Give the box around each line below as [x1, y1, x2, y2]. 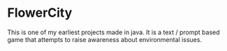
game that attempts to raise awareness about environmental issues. [7, 35, 203, 43]
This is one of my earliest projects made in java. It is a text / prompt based [7, 28, 220, 36]
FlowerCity [7, 5, 73, 21]
